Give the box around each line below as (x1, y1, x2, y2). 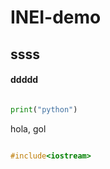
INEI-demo (10, 6, 102, 29)
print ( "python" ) (10, 104, 78, 115)
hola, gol (10, 122, 47, 135)
